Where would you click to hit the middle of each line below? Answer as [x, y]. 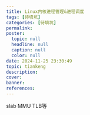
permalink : [19, 28]
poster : [16, 34]
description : [22, 72]
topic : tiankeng [26, 66]
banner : [16, 83]
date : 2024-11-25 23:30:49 [39, 61]
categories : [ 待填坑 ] [31, 22]
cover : [14, 77]
